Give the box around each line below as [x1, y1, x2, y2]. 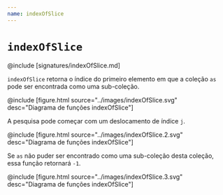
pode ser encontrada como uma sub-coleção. [7, 82, 140, 90]
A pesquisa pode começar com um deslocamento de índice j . [7, 116, 185, 125]
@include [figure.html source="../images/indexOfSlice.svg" [7, 95, 178, 104]
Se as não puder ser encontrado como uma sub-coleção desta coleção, [7, 152, 215, 160]
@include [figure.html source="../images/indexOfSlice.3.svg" [7, 173, 183, 181]
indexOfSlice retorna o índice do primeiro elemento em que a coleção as [7, 74, 217, 83]
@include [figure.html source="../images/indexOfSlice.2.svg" [7, 130, 183, 139]
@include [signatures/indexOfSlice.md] [7, 61, 121, 69]
